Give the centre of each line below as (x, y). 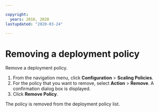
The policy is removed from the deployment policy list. (63, 104)
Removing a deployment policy (73, 54)
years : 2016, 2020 (30, 19)
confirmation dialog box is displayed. (52, 89)
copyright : (17, 14)
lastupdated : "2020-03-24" (34, 24)
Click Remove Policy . (35, 94)
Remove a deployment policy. (36, 68)
